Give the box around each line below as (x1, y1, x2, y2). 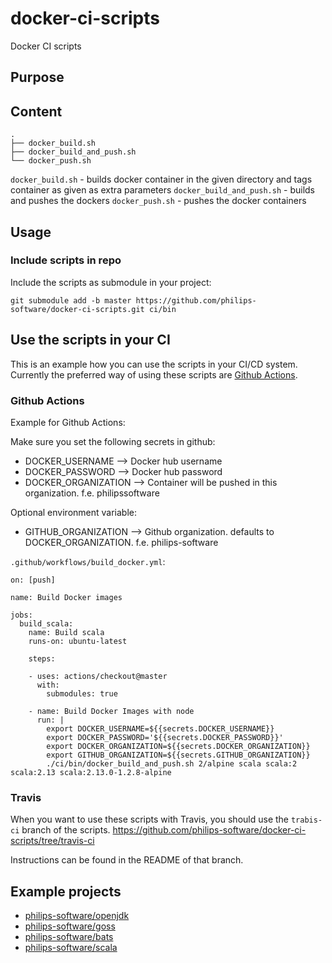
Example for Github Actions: (10, 416, 126, 428)
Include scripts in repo (10, 253, 122, 267)
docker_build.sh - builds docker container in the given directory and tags (10, 173, 313, 186)
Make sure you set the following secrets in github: (10, 435, 216, 447)
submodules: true (46, 688, 118, 699)
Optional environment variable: (10, 506, 137, 518)
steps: (28, 653, 56, 664)
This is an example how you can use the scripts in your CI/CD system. (10, 358, 298, 370)
